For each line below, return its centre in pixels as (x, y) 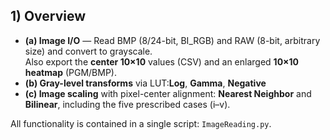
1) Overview (48, 16)
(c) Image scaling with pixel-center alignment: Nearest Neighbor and (168, 93)
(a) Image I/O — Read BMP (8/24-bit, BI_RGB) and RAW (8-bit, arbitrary (172, 40)
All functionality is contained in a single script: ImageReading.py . (141, 123)
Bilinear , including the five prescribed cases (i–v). (127, 104)
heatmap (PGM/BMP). (70, 72)
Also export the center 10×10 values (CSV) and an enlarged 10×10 (162, 61)
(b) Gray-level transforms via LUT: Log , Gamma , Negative (145, 83)
